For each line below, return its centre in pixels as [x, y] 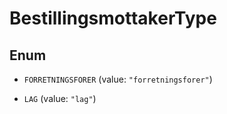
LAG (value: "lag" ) [60, 98]
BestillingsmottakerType [113, 18]
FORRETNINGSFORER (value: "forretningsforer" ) [118, 79]
